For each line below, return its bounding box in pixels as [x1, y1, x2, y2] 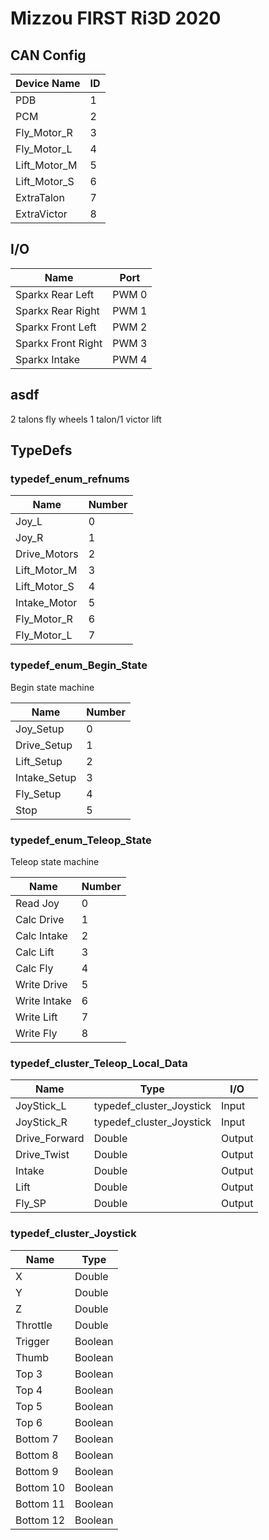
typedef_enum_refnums [10, 472, 130, 486]
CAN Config [10, 47, 87, 64]
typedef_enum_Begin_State [10, 658, 148, 672]
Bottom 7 [15, 1432, 59, 1446]
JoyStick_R [15, 1115, 68, 1129]
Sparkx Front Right [15, 336, 103, 350]
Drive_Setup [15, 738, 73, 752]
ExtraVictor [15, 207, 68, 221]
